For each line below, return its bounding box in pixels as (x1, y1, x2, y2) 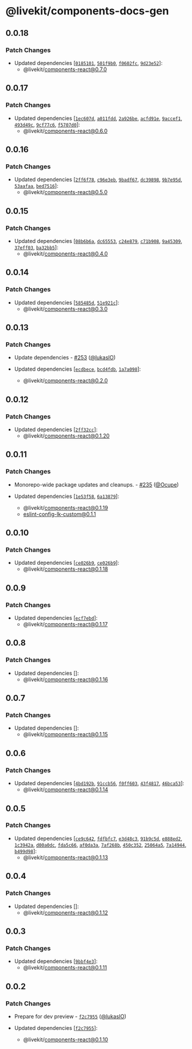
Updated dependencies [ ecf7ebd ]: (14, 614, 98, 622)
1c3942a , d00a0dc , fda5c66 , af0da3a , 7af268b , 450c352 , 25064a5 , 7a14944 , (14, 841, 187, 848)
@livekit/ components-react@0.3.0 (23, 305, 108, 312)
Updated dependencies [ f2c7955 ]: (14, 1024, 98, 1031)
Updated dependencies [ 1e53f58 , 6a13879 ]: (14, 493, 120, 500)
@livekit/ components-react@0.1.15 (23, 731, 109, 738)
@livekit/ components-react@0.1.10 (23, 1036, 109, 1043)
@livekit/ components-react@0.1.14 (23, 786, 109, 793)
